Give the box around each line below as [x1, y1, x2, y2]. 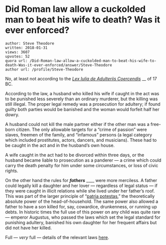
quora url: [5, 58, 28, 63]
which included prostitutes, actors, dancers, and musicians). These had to [5, 137, 157, 143]
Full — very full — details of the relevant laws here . [5, 234, 109, 240]
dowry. [5, 112, 19, 118]
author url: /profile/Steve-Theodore [5, 67, 83, 72]
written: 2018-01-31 [5, 45, 48, 50]
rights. [5, 168, 18, 174]
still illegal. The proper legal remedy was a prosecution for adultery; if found [5, 101, 161, 107]
